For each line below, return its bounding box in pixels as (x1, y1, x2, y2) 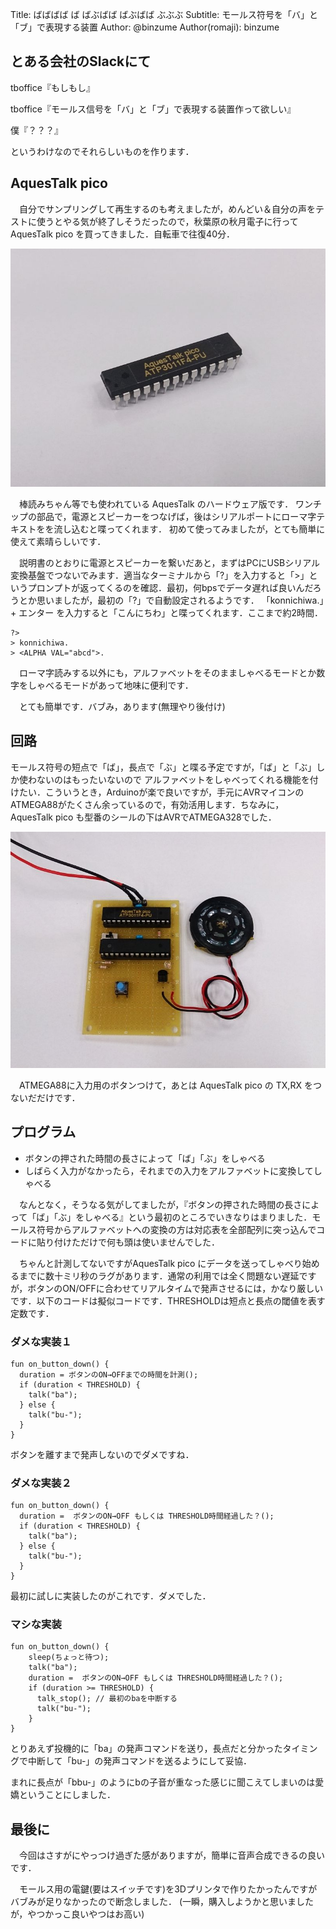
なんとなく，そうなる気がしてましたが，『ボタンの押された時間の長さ (18, 1198, 303, 1210)
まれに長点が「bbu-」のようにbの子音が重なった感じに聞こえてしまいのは (10, 1776, 316, 1788)
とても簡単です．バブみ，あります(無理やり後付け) (18, 700, 226, 712)
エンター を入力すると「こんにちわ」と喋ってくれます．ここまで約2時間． (18, 606, 323, 618)
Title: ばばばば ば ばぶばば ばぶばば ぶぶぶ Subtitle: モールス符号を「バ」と (10, 9, 319, 20)
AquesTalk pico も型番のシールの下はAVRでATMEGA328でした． (10, 811, 277, 823)
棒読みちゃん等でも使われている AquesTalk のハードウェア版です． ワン (18, 498, 314, 510)
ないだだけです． (10, 1091, 81, 1103)
